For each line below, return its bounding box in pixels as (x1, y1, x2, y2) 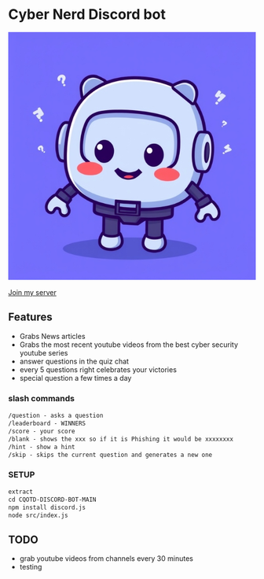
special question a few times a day (19, 373, 132, 382)
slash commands (8, 393, 75, 404)
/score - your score (8, 427, 76, 436)
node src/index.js (8, 511, 68, 520)
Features (8, 311, 53, 324)
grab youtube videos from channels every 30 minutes (19, 554, 194, 563)
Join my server (8, 287, 57, 297)
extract (8, 488, 34, 496)
